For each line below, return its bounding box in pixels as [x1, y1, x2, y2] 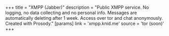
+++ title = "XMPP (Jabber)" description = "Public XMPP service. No [5, 5, 149, 10]
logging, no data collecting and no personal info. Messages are [5, 10, 137, 16]
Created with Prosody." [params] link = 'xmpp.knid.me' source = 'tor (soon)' [5, 20, 164, 26]
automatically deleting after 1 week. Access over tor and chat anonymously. [5, 15, 163, 21]
